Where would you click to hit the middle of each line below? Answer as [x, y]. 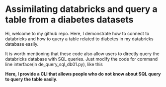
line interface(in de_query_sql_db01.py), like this [54, 64]
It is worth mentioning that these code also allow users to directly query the [83, 54]
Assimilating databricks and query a [81, 9]
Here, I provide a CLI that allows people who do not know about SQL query [83, 74]
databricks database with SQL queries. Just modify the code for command [82, 59]
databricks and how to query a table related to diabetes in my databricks [79, 39]
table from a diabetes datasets [69, 20]
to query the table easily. [32, 79]
